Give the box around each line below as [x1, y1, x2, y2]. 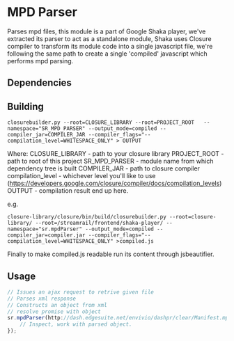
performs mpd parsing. [7, 56, 74, 65]
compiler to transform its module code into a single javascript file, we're [7, 42, 213, 50]
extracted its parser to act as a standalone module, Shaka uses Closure [7, 34, 212, 42]
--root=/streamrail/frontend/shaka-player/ [35, 220, 164, 227]
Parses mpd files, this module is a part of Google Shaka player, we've [7, 27, 206, 35]
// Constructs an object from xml [7, 301, 108, 308]
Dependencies [7, 77, 72, 89]
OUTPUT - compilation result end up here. [7, 187, 129, 195]
